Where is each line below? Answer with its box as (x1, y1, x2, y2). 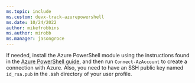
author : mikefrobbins (6, 25, 60, 31)
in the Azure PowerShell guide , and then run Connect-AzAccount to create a (6, 58, 187, 65)
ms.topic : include (6, 8, 51, 15)
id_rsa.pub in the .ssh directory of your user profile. (6, 71, 132, 77)
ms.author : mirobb (6, 30, 51, 36)
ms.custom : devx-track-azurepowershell (6, 14, 105, 20)
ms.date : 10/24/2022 (6, 19, 57, 25)
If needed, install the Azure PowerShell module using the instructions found (6, 52, 190, 58)
